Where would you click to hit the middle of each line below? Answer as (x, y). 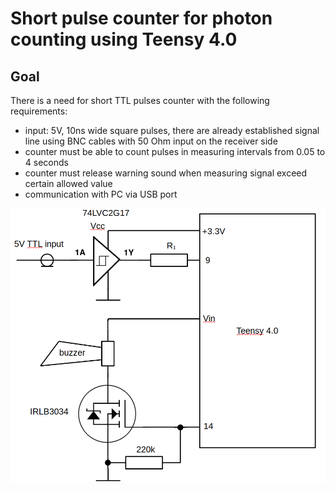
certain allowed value (68, 183)
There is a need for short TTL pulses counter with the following (140, 100)
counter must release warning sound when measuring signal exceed (166, 173)
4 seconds (46, 162)
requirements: (39, 111)
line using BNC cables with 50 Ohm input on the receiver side (151, 141)
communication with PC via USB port (101, 194)
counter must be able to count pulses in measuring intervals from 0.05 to (175, 151)
